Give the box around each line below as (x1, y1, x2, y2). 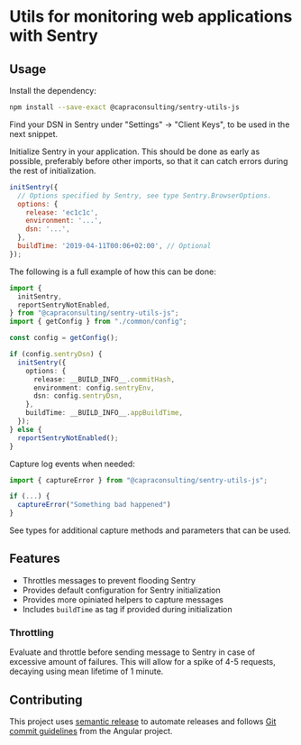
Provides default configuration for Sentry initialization (22, 584, 221, 595)
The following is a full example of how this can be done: (9, 266, 216, 277)
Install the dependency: (9, 86, 96, 96)
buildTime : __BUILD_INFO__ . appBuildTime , (25, 409, 183, 418)
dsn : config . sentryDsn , (32, 391, 123, 400)
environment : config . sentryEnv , (32, 383, 155, 392)
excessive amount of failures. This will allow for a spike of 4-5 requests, (9, 657, 277, 667)
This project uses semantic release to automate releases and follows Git (9, 715, 277, 727)
